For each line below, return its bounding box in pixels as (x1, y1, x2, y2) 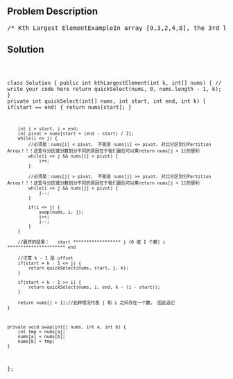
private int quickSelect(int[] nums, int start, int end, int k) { (7, 97, 207, 105)
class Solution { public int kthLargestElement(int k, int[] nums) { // (7, 79, 222, 86)
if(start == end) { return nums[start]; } (7, 103, 132, 110)
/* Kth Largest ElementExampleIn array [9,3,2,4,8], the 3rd (7, 24, 220, 32)
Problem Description (7, 6, 98, 17)
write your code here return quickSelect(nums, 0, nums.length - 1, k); (7, 85, 222, 92)
